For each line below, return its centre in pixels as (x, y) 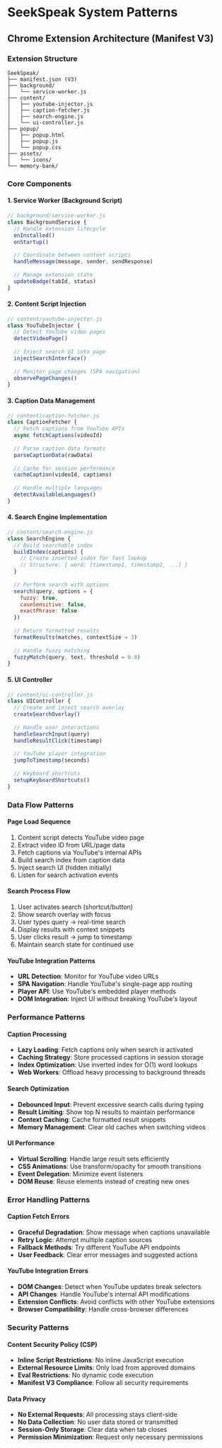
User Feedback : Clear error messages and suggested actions (107, 1255)
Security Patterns (38, 1327)
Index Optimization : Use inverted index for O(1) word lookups (107, 1065)
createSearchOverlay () (47, 714)
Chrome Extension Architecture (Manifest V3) (111, 39)
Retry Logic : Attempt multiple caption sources (85, 1239)
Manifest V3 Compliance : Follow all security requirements (103, 1383)
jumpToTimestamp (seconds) (52, 760)
